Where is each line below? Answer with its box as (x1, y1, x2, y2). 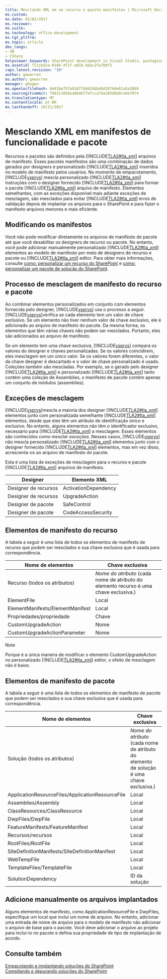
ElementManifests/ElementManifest (7, 605, 91, 612)
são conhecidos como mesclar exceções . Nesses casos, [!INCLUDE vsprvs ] (5, 434, 160, 440)
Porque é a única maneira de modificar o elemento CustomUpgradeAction (5, 652, 157, 658)
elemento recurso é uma (95, 583, 153, 590)
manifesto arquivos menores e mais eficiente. (5, 206, 98, 212)
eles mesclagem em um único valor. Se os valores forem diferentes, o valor (5, 353, 159, 359)
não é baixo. (5, 662, 31, 668)
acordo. (5, 935, 21, 941)
